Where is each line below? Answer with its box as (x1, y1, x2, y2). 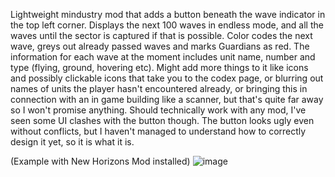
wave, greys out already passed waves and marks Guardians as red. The (10, 40, 310, 52)
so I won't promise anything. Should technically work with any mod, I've (10, 104, 307, 116)
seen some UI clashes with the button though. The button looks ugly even (10, 115, 315, 126)
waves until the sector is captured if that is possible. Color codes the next (10, 30, 313, 41)
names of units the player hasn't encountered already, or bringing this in (10, 83, 308, 94)
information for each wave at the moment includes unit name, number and (10, 51, 316, 63)
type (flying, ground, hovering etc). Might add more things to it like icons (10, 62, 309, 73)
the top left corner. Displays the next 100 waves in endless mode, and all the (10, 19, 324, 31)
